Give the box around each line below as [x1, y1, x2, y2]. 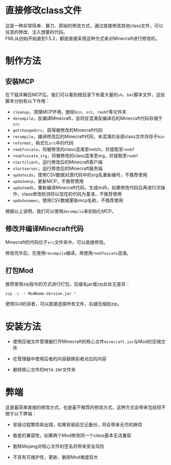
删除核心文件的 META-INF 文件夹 [12, 366, 76, 373]
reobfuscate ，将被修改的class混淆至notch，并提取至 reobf [12, 146, 135, 152]
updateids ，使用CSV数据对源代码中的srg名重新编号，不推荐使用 [12, 172, 148, 178]
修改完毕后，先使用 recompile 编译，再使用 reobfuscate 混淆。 [5, 250, 131, 256]
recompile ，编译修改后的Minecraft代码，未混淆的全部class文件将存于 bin [12, 133, 165, 139]
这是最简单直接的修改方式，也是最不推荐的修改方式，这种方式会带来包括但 [5, 404, 161, 410]
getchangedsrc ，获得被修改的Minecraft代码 [12, 127, 103, 133]
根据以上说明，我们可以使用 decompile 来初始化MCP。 [5, 208, 117, 214]
